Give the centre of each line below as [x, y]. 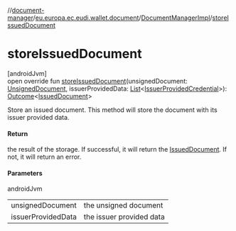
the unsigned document [123, 205]
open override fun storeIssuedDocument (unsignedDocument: [97, 81]
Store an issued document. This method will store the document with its [113, 110]
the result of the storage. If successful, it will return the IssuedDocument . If [117, 150]
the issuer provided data [124, 217]
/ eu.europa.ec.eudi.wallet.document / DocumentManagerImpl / [123, 18]
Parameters [25, 173]
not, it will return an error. [44, 157]
